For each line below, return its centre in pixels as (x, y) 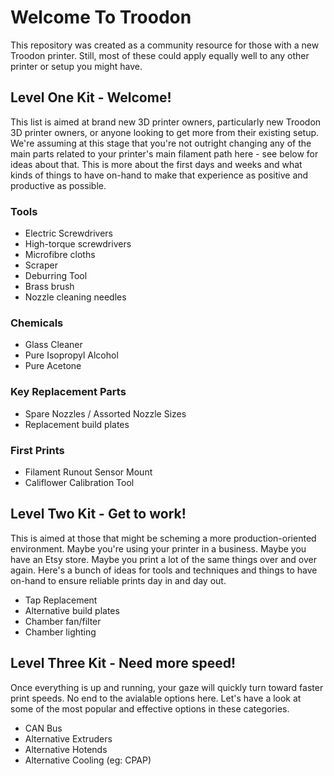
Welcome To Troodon (101, 17)
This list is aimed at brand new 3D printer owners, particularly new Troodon (166, 122)
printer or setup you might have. (76, 66)
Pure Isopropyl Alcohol (71, 355)
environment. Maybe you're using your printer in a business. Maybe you (158, 548)
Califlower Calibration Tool (79, 482)
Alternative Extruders (68, 738)
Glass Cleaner (53, 345)
